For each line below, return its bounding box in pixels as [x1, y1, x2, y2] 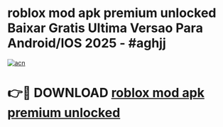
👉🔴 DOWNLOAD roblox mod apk [7, 85, 205, 101]
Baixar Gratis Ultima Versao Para [7, 20, 204, 36]
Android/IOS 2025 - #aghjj [7, 35, 167, 51]
